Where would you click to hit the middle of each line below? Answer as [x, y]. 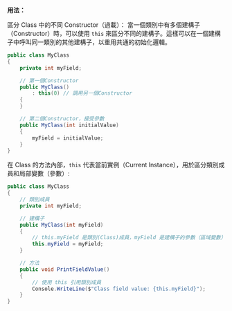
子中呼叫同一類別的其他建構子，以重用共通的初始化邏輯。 [89, 42]
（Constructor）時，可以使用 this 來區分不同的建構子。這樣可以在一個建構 [114, 34]
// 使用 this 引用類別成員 [67, 282]
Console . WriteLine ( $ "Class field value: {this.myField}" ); [119, 289]
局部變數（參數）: [45, 173]
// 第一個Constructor [49, 81]
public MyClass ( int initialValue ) [69, 125]
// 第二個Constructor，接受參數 [62, 119]
